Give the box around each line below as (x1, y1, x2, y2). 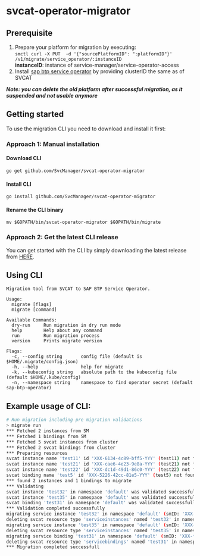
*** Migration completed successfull (6, 544, 100, 550)
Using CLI (6, 270, 43, 280)
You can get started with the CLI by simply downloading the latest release (6, 246, 187, 254)
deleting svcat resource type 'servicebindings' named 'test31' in (6, 539, 177, 545)
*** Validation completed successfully (6, 505, 105, 511)
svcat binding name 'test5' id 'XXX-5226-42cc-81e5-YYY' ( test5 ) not (6, 472, 183, 479)
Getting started (6, 109, 64, 120)
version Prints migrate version (11, 338, 102, 344)
